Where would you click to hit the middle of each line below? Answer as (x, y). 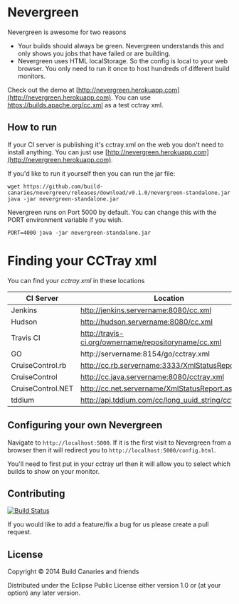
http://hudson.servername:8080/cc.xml (147, 322)
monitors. (32, 76)
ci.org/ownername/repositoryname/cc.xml (151, 342)
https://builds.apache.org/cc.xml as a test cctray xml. (85, 105)
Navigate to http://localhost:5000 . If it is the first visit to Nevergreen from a (119, 443)
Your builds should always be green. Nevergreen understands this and (121, 46)
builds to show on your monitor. (54, 471)
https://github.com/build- (63, 186)
